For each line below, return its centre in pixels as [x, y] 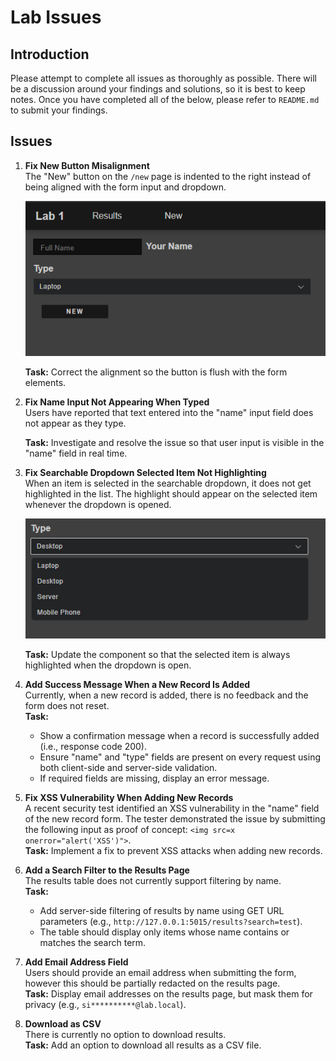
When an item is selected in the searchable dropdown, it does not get [168, 483]
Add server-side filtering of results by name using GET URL [162, 910]
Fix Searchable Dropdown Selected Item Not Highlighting [145, 472]
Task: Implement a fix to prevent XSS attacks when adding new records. [173, 850]
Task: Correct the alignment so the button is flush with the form [156, 372]
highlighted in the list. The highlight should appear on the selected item [171, 493]
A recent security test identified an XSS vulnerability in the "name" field [172, 808]
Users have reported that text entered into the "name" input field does [169, 412]
